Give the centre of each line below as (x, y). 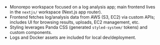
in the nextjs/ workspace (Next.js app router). (56, 12)
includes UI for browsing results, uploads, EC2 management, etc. (74, 22)
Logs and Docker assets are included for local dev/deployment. (73, 37)
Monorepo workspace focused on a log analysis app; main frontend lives (82, 7)
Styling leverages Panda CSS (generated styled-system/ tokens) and (79, 27)
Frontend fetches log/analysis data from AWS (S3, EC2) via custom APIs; (82, 17)
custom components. (31, 32)
